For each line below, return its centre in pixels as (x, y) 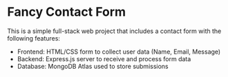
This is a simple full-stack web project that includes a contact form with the (114, 31)
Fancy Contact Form (67, 12)
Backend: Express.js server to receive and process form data (104, 58)
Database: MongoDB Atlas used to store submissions (93, 66)
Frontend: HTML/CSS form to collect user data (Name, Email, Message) (119, 52)
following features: (34, 38)
